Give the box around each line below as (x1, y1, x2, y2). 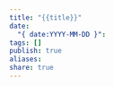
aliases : (9, 55, 42, 64)
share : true (9, 64, 54, 73)
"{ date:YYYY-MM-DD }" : (17, 30, 106, 39)
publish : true (9, 47, 63, 56)
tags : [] (9, 38, 42, 47)
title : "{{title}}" (9, 13, 83, 22)
